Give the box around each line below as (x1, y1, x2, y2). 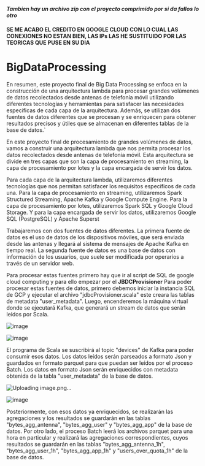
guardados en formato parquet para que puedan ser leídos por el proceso (6, 359, 193, 367)
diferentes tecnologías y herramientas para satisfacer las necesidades (6, 100, 184, 107)
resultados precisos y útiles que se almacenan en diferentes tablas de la (6, 120, 189, 127)
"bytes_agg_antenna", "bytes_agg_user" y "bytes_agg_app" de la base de (6, 421, 192, 428)
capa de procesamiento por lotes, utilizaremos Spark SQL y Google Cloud (6, 202, 193, 209)
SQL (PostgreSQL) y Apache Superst (6, 215, 99, 223)
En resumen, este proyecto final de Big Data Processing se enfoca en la (6, 80, 187, 88)
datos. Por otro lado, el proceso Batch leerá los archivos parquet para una (6, 427, 193, 435)
